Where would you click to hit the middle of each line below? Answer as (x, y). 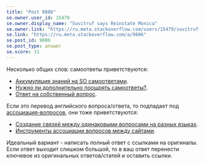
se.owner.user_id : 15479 (38, 18)
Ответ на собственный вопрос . (56, 94)
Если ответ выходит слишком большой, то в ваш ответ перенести (93, 149)
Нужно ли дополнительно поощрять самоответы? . (82, 87)
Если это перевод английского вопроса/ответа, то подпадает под (93, 106)
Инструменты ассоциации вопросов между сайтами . (85, 130)
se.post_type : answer (34, 46)
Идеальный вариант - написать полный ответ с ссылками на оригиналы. (102, 142)
